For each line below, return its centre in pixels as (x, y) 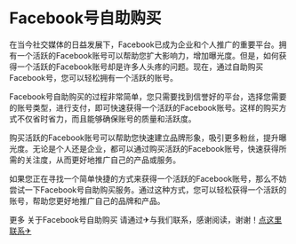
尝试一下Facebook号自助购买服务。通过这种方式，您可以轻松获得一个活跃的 (148, 189)
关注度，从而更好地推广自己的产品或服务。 (102, 160)
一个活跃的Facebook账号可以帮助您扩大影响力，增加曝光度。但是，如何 (148, 55)
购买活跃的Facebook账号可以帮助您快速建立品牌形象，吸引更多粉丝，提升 (144, 138)
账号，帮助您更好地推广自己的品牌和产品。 (87, 201)
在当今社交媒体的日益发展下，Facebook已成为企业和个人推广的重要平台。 (144, 44)
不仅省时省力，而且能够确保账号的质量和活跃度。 (106, 118)
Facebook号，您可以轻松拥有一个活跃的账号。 (93, 77)
